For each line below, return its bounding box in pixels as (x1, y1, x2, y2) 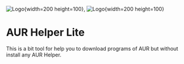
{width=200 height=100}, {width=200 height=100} (24, 6, 165, 12)
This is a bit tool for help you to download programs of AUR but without (6, 45, 178, 52)
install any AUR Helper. (6, 51, 62, 58)
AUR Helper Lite (6, 26, 85, 39)
